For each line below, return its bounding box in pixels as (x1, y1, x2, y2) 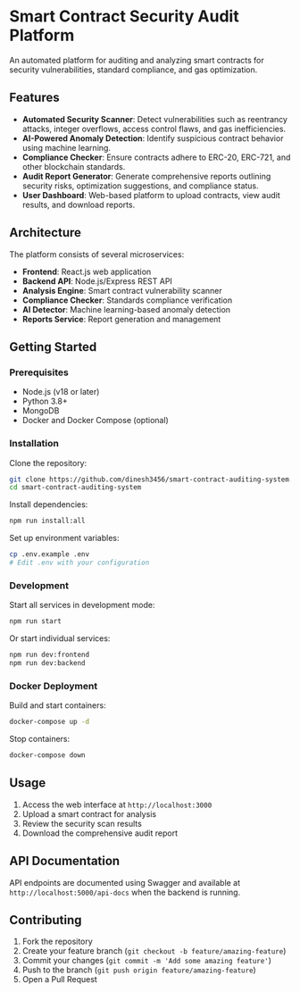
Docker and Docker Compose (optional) (21, 415, 170, 426)
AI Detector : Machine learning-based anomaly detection (21, 304, 230, 314)
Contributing (9, 913, 82, 928)
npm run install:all (9, 516, 87, 526)
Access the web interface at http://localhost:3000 (21, 799, 212, 810)
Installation (9, 438, 60, 450)
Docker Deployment (9, 679, 98, 692)
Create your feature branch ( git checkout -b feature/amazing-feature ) (21, 946, 287, 956)
